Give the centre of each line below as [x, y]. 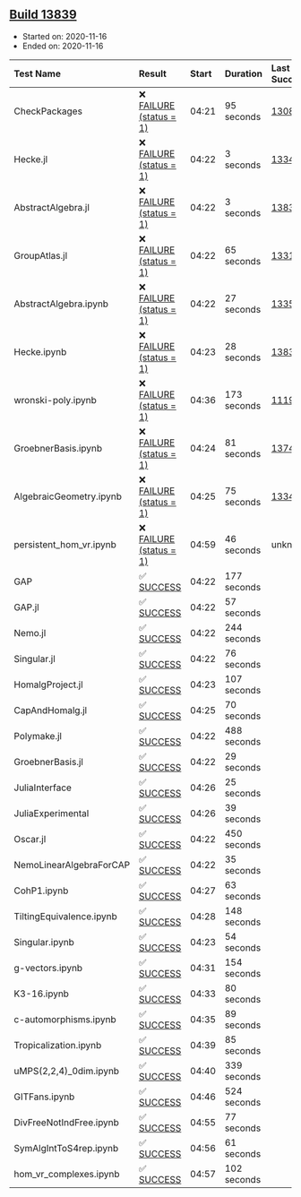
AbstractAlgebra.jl [52, 207]
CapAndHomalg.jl [51, 710]
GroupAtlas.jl [41, 255]
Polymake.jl [38, 736]
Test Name [37, 73]
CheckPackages [48, 111]
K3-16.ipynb [42, 994]
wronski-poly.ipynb [55, 400]
